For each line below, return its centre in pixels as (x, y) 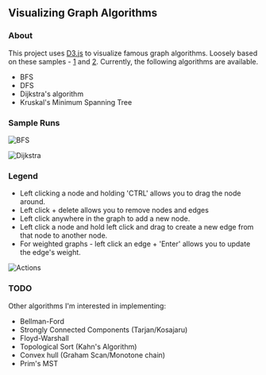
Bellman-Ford (42, 321)
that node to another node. (64, 236)
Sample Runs (34, 122)
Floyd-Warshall (44, 338)
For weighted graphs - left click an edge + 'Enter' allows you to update (135, 244)
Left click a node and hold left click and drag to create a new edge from (137, 227)
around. (33, 202)
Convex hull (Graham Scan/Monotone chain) (92, 355)
